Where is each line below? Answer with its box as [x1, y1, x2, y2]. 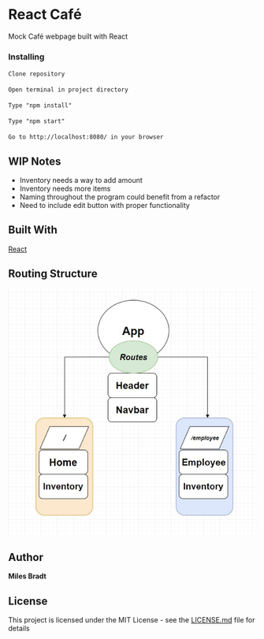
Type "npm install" [8, 102, 73, 110]
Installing [8, 51, 45, 62]
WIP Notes [8, 154, 61, 168]
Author [8, 550, 43, 564]
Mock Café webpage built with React [8, 32, 128, 41]
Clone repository [8, 70, 65, 78]
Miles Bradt [8, 571, 47, 581]
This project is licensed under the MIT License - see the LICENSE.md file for [8, 615, 255, 624]
